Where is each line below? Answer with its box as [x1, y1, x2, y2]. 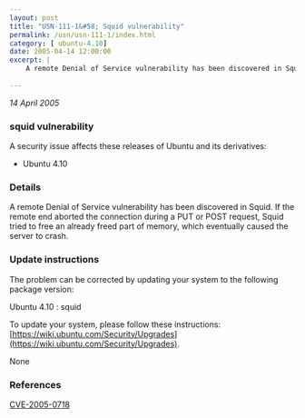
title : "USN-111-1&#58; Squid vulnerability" [9, 22, 184, 31]
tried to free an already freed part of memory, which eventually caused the [9, 221, 289, 232]
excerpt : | [9, 55, 51, 65]
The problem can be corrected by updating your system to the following [9, 274, 279, 284]
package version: [9, 284, 74, 294]
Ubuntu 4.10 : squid [9, 301, 82, 312]
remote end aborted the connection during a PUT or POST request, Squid [9, 211, 284, 223]
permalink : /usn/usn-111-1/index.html [9, 30, 156, 39]
